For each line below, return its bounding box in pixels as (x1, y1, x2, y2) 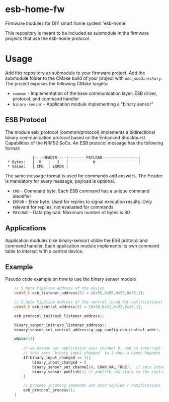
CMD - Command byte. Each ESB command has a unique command (12, 188, 150, 194)
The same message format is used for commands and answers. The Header (5, 173, 163, 179)
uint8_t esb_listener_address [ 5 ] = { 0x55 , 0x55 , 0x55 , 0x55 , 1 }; (14, 290, 145, 296)
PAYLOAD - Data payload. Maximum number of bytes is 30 (12, 209, 130, 215)
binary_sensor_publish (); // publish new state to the (32, 369, 150, 374)
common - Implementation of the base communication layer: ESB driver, (12, 90, 157, 96)
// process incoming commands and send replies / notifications (23, 383, 161, 388)
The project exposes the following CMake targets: (5, 80, 109, 86)
